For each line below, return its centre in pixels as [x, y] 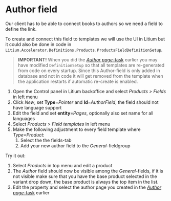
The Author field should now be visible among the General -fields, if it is [88, 171]
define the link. [21, 29]
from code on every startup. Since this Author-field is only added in [89, 71]
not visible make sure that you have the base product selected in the [85, 176]
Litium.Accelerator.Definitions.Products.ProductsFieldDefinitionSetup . [84, 50]
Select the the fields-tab [46, 140]
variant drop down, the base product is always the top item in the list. [85, 182]
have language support [37, 107]
